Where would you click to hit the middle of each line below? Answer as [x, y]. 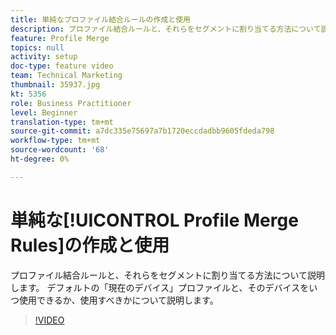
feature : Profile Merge [60, 38]
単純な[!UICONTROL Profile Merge [154, 220]
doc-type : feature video [62, 66]
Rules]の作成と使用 [90, 245]
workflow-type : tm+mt [55, 141]
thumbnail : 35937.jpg [55, 85]
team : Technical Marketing [66, 76]
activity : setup [44, 57]
